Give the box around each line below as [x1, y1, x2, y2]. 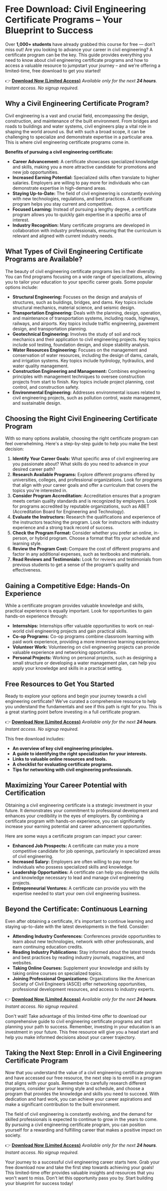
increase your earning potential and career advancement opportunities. [5, 823, 152, 829]
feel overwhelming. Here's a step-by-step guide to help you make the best [5, 441, 158, 447]
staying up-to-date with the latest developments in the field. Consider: [5, 923, 150, 929]
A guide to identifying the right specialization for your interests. [12, 751, 148, 757]
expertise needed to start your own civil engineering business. [12, 890, 141, 896]
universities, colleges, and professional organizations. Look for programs [12, 477, 163, 483]
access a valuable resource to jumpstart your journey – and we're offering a [5, 62, 161, 68]
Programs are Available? [5, 255, 83, 264]
